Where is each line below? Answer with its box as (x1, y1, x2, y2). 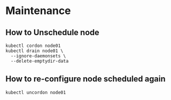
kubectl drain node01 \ (5, 48, 64, 54)
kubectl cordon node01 (5, 43, 61, 49)
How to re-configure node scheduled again (5, 74, 166, 84)
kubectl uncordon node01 (5, 89, 66, 95)
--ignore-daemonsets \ (11, 53, 66, 59)
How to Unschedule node (5, 27, 100, 37)
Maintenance (5, 4, 71, 18)
